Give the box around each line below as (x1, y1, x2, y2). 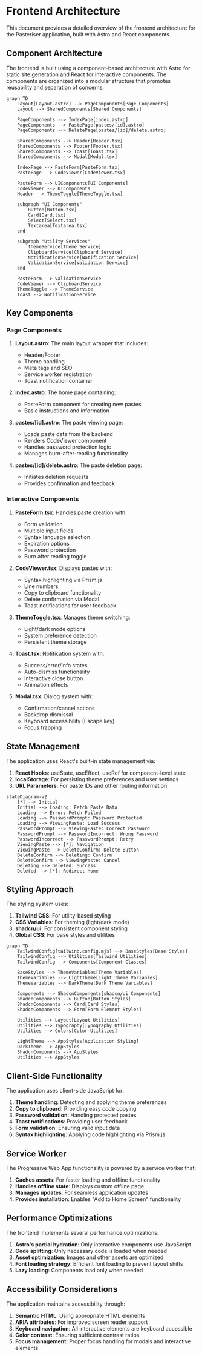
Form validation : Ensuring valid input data (15, 1125, 120, 1132)
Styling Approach (6, 884, 74, 895)
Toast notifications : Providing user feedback (15, 1118, 128, 1125)
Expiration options (24, 540, 70, 547)
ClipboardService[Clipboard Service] (28, 249, 123, 255)
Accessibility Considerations (6, 1284, 118, 1294)
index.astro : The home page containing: (15, 389, 116, 396)
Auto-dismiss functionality (24, 668, 90, 675)
